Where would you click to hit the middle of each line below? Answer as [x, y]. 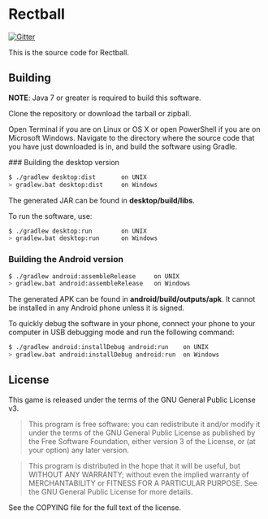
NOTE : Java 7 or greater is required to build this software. [105, 98]
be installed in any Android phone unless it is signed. [97, 308]
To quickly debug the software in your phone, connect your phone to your [132, 324]
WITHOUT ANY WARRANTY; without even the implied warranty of [138, 474]
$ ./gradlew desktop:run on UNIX [78, 231]
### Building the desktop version [64, 162]
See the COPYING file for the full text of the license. [95, 507]
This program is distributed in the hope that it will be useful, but [134, 465]
